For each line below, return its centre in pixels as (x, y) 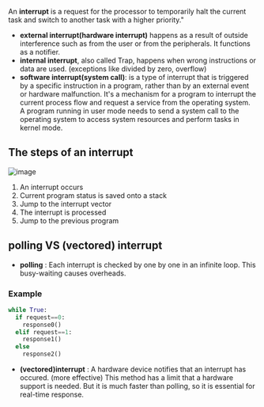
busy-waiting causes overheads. (73, 273)
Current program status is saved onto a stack (93, 195)
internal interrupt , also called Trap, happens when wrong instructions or (138, 60)
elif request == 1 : (44, 332)
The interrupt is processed (63, 212)
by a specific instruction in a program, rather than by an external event (134, 86)
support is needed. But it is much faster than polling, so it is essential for (137, 386)
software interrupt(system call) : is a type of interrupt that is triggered (134, 77)
